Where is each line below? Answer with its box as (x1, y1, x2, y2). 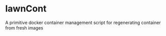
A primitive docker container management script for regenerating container (5, 19, 161, 25)
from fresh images (5, 24, 44, 30)
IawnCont (5, 3, 47, 14)
